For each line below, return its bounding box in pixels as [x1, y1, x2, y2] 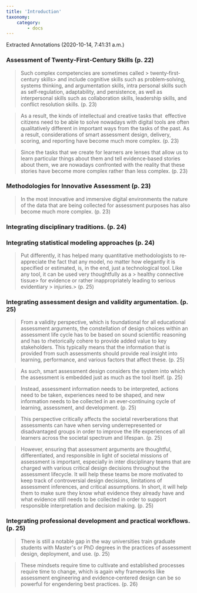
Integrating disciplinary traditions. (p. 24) [6, 222, 127, 230]
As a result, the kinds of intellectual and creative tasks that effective [20, 112, 186, 119]
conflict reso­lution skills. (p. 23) [20, 101, 97, 108]
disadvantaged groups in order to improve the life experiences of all [20, 428, 185, 435]
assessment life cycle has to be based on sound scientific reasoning [20, 331, 186, 338]
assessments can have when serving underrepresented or [20, 422, 162, 429]
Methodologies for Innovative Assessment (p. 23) [6, 182, 151, 190]
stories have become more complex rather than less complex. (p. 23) [20, 167, 188, 174]
